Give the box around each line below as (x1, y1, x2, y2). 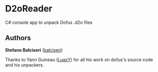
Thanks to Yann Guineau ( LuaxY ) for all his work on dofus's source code (5, 57, 154, 63)
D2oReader (5, 3, 53, 14)
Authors (5, 34, 31, 42)
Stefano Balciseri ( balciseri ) (5, 47, 63, 53)
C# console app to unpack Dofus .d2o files (5, 19, 93, 25)
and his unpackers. (5, 62, 44, 68)
